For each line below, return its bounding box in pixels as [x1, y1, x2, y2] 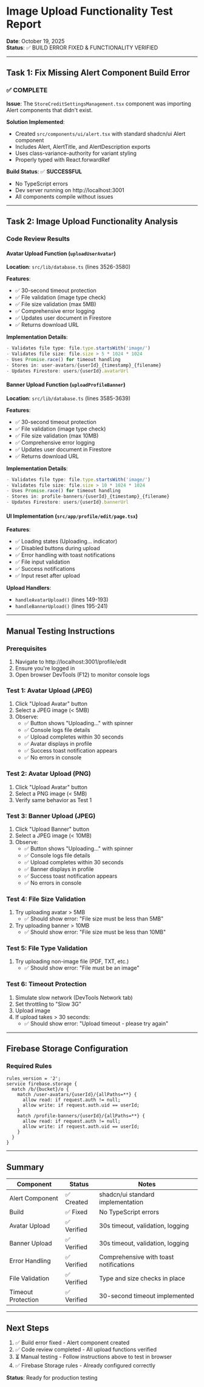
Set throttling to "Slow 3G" [15, 1000, 82, 1008]
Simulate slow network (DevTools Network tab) [15, 994, 133, 1001]
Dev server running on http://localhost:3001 [15, 186, 124, 193]
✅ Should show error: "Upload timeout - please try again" [24, 1020, 169, 1027]
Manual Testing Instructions [6, 626, 115, 636]
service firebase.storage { [6, 1081, 78, 1087]
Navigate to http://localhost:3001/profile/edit [15, 658, 126, 665]
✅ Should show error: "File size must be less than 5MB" [24, 915, 164, 922]
